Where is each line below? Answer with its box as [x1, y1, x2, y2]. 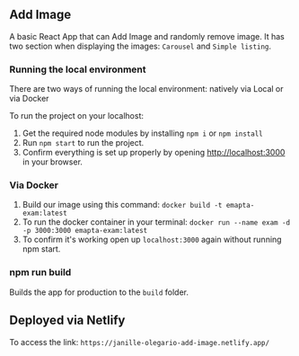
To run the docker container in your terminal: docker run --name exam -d [22, 217, 291, 227]
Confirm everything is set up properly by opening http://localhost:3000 [22, 147, 286, 158]
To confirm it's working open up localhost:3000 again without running [22, 234, 282, 245]
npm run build [9, 266, 72, 279]
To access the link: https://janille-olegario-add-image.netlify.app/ [9, 336, 270, 347]
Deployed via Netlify [9, 313, 126, 328]
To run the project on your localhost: [9, 111, 144, 121]
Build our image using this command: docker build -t [22, 200, 223, 210]
